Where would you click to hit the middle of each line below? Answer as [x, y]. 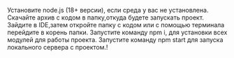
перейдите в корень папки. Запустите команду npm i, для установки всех [117, 32]
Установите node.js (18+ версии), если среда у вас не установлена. [108, 10]
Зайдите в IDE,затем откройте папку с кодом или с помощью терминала [116, 25]
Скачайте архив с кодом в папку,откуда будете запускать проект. [106, 17]
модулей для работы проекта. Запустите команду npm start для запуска [115, 40]
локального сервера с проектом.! [58, 47]
